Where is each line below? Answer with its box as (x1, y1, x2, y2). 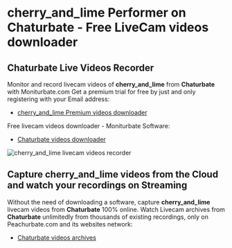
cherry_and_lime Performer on (7, 5, 186, 21)
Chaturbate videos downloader (17, 135, 106, 143)
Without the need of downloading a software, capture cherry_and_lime (7, 197, 211, 206)
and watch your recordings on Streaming (7, 179, 188, 191)
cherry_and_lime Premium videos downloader (17, 109, 148, 116)
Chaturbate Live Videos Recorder (7, 62, 154, 73)
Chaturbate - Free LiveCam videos (7, 19, 209, 35)
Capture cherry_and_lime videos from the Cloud (7, 168, 219, 181)
